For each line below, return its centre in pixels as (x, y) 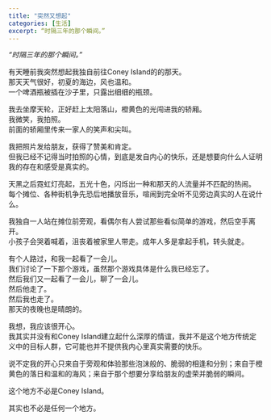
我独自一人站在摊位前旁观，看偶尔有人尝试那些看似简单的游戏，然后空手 (128, 221)
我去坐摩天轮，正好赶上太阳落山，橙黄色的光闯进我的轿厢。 (107, 109)
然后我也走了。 (33, 299)
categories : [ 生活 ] (40, 23)
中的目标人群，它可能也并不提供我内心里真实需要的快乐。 (110, 346)
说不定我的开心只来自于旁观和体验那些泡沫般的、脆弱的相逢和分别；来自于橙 (135, 363)
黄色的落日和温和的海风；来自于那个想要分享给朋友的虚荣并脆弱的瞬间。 (128, 374)
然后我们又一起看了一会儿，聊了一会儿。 (75, 279)
